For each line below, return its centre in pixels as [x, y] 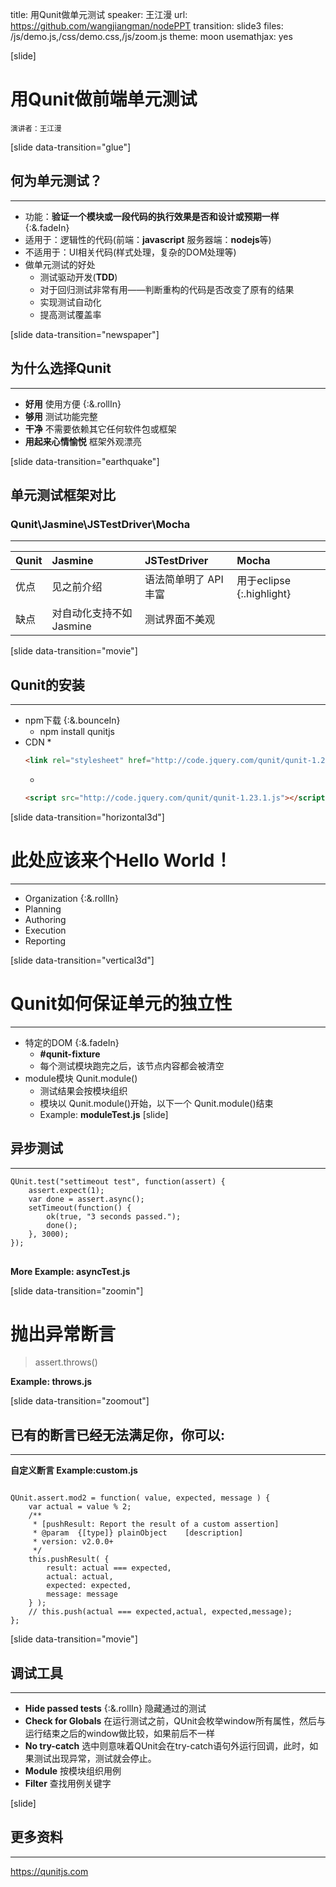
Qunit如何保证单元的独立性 [121, 1003]
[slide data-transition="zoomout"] [80, 1401]
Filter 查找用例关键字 [68, 1784]
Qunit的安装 [47, 684]
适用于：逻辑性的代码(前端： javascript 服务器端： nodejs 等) [148, 239]
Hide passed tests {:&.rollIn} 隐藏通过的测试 [115, 1709]
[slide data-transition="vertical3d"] [82, 960]
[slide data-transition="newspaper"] [85, 334]
